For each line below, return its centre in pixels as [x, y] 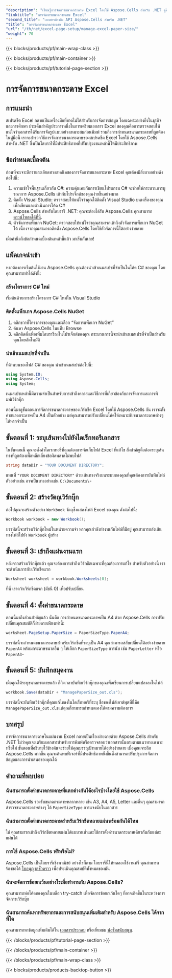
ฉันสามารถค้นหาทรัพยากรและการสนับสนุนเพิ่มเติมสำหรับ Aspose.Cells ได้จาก [85, 912]
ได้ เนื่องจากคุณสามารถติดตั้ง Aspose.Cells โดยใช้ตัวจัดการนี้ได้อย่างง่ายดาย [78, 228]
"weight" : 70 [20, 34]
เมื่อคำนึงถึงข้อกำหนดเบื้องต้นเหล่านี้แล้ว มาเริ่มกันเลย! [50, 238]
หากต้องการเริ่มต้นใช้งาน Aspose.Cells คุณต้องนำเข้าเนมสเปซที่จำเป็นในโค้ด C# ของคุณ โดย [85, 267]
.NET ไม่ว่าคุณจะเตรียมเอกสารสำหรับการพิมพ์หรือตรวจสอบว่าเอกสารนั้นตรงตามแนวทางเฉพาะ [84, 742]
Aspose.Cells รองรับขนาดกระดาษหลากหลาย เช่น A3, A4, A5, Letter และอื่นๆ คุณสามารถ [85, 802]
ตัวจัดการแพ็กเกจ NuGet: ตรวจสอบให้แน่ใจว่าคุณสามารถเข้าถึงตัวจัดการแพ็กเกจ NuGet [88, 223]
